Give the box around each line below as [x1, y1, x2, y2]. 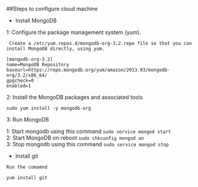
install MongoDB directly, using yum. [6, 46, 105, 52]
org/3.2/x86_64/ [6, 72, 48, 78]
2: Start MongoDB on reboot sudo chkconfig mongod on [6, 134, 144, 141]
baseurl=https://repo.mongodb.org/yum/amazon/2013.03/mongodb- [6, 67, 171, 73]
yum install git [6, 175, 48, 181]
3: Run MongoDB [6, 116, 49, 123]
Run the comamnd [6, 164, 48, 170]
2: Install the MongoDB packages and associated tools [6, 93, 143, 101]
